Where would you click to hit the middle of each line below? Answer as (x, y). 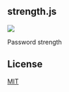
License (25, 64)
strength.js (32, 12)
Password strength (34, 42)
